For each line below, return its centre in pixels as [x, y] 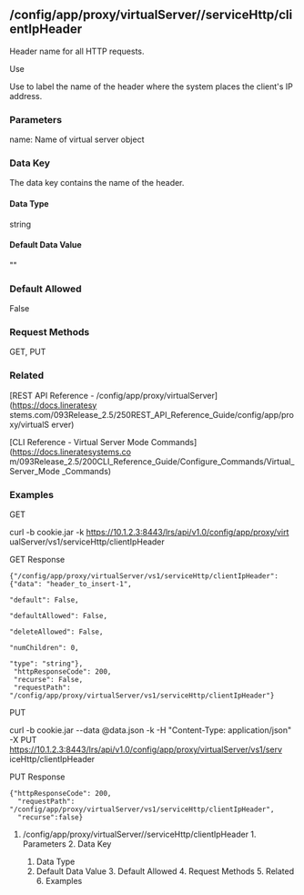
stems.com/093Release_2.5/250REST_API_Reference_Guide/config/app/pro [152, 414]
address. [26, 96]
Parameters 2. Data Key [67, 844]
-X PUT [23, 740]
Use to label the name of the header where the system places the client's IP [152, 86]
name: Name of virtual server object [77, 139]
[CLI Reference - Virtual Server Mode [79, 442]
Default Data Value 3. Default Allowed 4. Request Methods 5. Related [165, 871]
